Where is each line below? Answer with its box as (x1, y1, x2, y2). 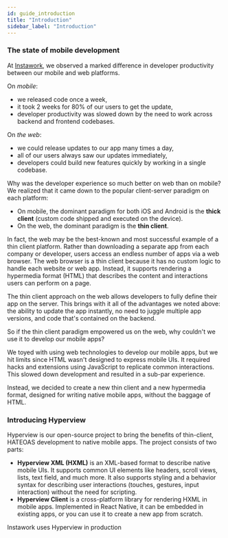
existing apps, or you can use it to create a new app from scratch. (16, 510, 203, 518)
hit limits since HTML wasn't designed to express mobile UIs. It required (7, 355, 211, 363)
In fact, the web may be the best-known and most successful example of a (7, 235, 218, 243)
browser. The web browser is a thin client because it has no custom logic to (7, 257, 221, 265)
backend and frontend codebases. (16, 117, 115, 125)
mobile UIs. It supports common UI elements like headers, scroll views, (16, 466, 218, 474)
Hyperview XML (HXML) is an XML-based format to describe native (16, 458, 211, 466)
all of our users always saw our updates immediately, (16, 151, 168, 159)
